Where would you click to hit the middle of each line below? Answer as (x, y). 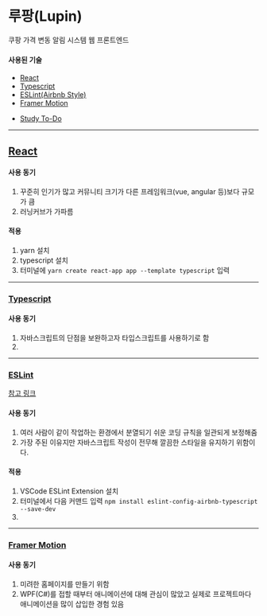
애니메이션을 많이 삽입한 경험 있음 (72, 604)
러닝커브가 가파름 (46, 211)
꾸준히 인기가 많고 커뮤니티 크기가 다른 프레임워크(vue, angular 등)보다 (130, 191)
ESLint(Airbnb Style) (53, 95)
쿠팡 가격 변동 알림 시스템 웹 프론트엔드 (69, 40)
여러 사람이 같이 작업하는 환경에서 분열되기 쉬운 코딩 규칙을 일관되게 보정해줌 (139, 432)
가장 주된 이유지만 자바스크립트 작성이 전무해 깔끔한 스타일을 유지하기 (127, 442)
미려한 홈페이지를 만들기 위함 (64, 584)
